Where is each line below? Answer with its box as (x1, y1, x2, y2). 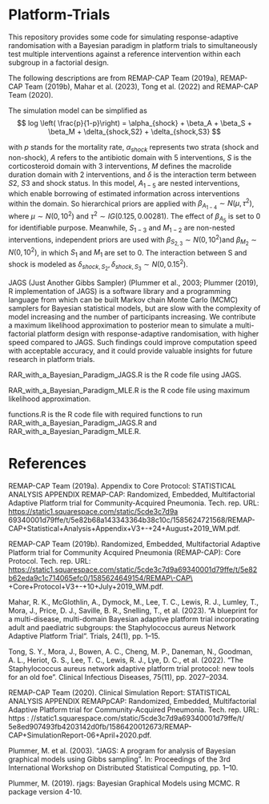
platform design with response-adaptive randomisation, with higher (37, 328, 259, 338)
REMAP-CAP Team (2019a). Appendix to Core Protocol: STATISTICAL (8, 480, 236, 490)
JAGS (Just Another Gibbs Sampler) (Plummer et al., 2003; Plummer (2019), (8, 278, 259, 287)
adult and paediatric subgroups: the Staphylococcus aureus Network (8, 622, 236, 632)
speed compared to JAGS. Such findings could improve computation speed (8, 337, 258, 347)
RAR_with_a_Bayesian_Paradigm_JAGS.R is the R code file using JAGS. (8, 370, 242, 380)
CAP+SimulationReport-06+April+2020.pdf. (8, 730, 152, 740)
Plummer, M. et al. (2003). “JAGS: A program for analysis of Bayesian (8, 746, 236, 755)
